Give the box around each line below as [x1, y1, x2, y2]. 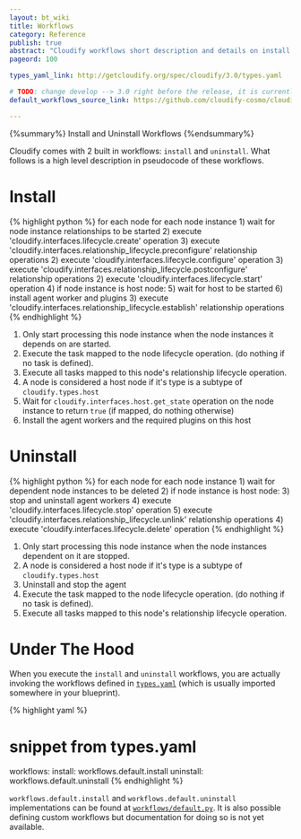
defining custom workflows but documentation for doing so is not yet [9, 812, 264, 823]
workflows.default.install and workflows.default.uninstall [9, 793, 236, 804]
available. [9, 822, 45, 833]
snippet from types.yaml [9, 737, 197, 756]
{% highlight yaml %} [9, 705, 88, 716]
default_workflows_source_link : [9, 95, 130, 104]
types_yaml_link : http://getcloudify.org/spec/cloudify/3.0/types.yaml [9, 71, 282, 81]
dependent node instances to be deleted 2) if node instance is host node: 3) [9, 485, 290, 496]
